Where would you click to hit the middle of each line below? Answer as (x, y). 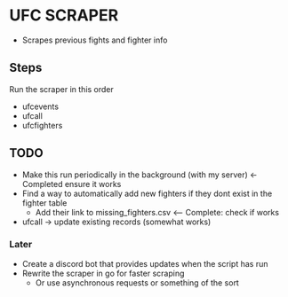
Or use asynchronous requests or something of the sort (137, 282)
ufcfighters (42, 125)
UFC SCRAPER (64, 16)
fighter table (44, 203)
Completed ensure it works (72, 184)
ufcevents (40, 106)
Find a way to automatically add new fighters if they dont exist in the (147, 193)
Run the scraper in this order (61, 89)
